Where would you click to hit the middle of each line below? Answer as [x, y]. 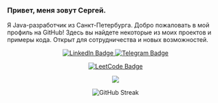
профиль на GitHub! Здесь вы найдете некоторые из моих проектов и [109, 32]
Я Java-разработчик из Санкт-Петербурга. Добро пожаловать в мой [108, 25]
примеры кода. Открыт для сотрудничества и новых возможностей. [108, 40]
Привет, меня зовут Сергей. [57, 10]
